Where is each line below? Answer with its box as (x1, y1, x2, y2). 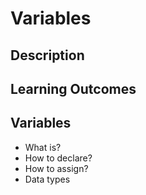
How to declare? (24, 152, 93, 164)
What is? (24, 141, 62, 153)
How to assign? (24, 162, 89, 174)
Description (10, 47, 85, 64)
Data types (24, 173, 71, 185)
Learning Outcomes (10, 80, 137, 97)
